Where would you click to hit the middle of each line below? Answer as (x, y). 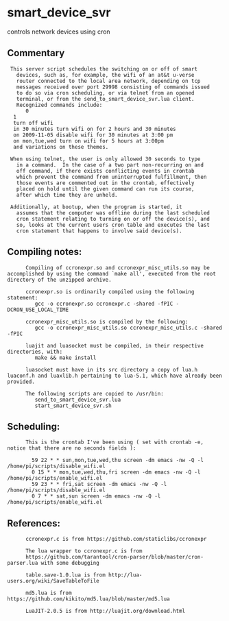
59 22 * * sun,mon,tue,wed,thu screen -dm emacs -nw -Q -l (118, 461)
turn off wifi (33, 123)
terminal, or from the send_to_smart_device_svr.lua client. (105, 99)
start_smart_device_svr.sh (73, 406)
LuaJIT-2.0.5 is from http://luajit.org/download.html (105, 611)
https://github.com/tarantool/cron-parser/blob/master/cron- (114, 557)
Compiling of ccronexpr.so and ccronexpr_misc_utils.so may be (118, 268)
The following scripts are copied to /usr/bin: (95, 393)
